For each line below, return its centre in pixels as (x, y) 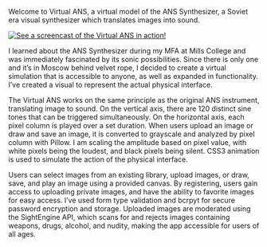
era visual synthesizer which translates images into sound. (104, 20)
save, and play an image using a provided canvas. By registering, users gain (133, 183)
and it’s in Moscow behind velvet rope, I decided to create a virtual (118, 68)
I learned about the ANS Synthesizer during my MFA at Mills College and (127, 51)
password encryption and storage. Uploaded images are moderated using (130, 209)
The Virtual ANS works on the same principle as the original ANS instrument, (134, 100)
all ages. (22, 234)
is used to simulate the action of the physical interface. (98, 159)
